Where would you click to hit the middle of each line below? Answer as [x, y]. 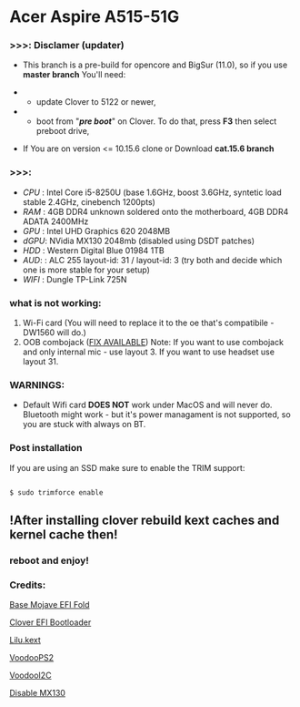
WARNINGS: [37, 385]
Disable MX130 [38, 693]
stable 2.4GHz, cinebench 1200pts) [89, 201]
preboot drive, [63, 131]
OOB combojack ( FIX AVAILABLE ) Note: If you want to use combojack [153, 343]
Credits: [28, 585]
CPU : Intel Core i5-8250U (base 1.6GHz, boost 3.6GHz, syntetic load [152, 192]
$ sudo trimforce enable [56, 492]
